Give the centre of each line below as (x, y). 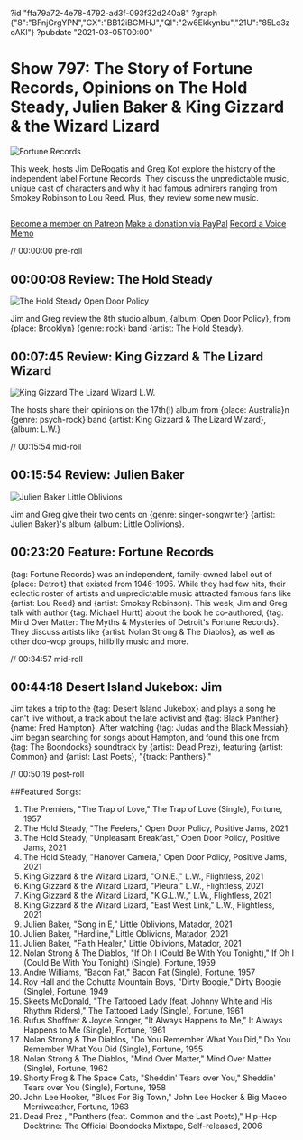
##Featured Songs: (46, 792)
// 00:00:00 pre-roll (46, 251)
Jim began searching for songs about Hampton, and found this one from (145, 738)
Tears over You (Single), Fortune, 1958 (94, 1088)
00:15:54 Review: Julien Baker (97, 475)
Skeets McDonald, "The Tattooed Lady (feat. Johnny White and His (148, 1001)
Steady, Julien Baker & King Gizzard (147, 107)
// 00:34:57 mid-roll (47, 659)
